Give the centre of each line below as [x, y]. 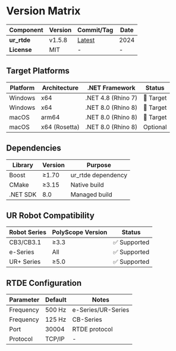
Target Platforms [38, 71]
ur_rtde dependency [99, 175]
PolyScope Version [80, 232]
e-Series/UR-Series [101, 310]
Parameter [24, 300]
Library [23, 165]
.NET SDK [23, 194]
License [21, 50]
